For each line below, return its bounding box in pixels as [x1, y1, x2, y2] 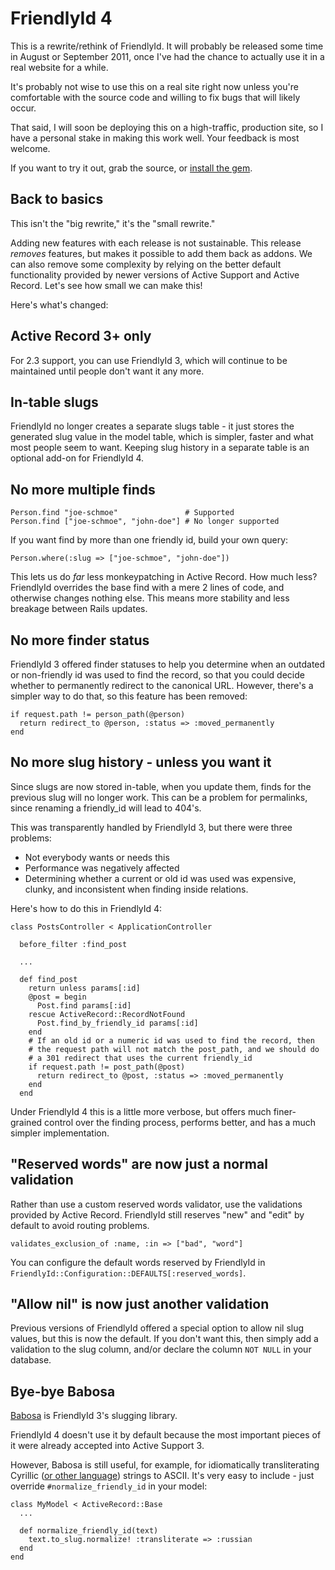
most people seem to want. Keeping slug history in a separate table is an [10, 442, 310, 454]
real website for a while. [10, 61, 109, 73]
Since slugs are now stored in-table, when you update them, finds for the [10, 780, 312, 792]
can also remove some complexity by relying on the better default [10, 258, 282, 270]
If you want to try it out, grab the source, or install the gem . [10, 162, 253, 174]
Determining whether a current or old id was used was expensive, [24, 872, 297, 884]
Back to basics [10, 191, 104, 208]
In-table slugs [10, 393, 99, 411]
